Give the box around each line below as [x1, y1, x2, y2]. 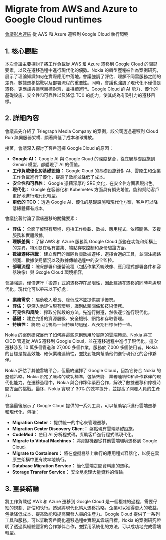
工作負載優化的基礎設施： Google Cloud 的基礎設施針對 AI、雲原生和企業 [12, 167, 161, 174]
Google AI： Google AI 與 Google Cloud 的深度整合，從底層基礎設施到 [12, 155, 155, 162]
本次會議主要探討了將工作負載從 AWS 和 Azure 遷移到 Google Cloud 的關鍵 [5, 61, 158, 67]
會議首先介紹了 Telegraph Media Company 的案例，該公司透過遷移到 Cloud [5, 128, 158, 134]
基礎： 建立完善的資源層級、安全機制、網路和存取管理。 [12, 315, 126, 321]
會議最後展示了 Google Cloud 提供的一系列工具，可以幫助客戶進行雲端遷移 [5, 402, 157, 408]
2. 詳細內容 [5, 114, 39, 122]
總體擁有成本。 [16, 205, 47, 211]
